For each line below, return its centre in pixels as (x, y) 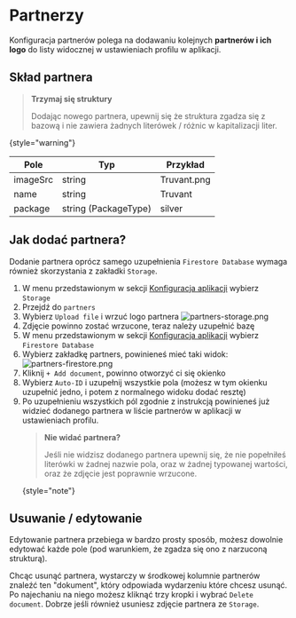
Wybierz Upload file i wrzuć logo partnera (101, 316)
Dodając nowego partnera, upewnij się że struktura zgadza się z (148, 115)
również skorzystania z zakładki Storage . (83, 271)
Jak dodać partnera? (68, 240)
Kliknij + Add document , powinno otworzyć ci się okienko (124, 373)
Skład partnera (51, 78)
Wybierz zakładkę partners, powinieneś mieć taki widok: (125, 354)
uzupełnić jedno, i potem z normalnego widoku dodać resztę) (134, 392)
